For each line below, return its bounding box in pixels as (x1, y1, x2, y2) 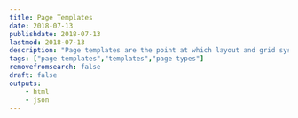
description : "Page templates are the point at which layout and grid (9, 46, 276, 55)
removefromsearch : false (9, 63, 101, 72)
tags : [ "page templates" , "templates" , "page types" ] (9, 54, 204, 63)
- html (25, 87, 50, 96)
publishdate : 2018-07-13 (9, 29, 101, 38)
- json (25, 95, 50, 105)
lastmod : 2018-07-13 (9, 37, 86, 47)
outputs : (9, 79, 42, 88)
